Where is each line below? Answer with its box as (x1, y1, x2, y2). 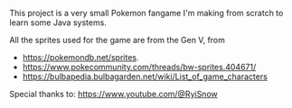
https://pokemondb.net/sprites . (22, 52, 139, 62)
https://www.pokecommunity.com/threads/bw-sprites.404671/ (22, 62, 257, 72)
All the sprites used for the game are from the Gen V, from (9, 35, 226, 45)
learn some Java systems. (9, 17, 107, 28)
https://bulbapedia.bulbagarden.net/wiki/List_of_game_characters (22, 71, 268, 82)
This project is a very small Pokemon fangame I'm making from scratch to (9, 8, 284, 18)
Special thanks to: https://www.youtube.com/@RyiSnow (9, 89, 219, 99)
